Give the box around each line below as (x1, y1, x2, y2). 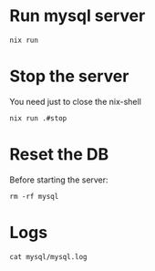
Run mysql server (9, 5, 146, 26)
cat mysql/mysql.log (9, 252, 88, 261)
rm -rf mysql (9, 192, 59, 201)
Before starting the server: (9, 174, 108, 185)
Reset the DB (9, 144, 109, 165)
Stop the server (9, 66, 129, 87)
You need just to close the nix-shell (9, 96, 141, 107)
